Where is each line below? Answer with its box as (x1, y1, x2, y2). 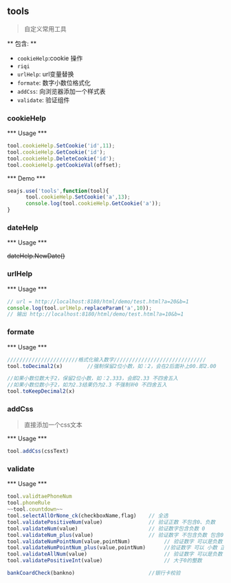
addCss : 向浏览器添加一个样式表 (16, 87, 106, 95)
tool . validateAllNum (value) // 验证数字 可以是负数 (7, 551, 223, 558)
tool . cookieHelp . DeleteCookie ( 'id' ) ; (7, 155, 115, 162)
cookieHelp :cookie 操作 (16, 54, 83, 62)
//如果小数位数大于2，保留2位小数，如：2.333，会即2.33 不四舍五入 (7, 375, 179, 382)
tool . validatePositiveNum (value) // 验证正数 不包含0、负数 (7, 518, 216, 526)
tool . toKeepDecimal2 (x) (7, 388, 76, 395)
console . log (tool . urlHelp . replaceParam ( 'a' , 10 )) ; (7, 305, 153, 311)
